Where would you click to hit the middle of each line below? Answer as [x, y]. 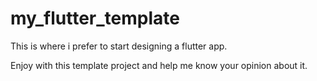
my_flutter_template [95, 18]
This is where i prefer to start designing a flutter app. [119, 46]
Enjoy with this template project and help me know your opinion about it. [159, 65]
